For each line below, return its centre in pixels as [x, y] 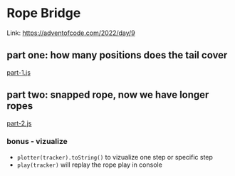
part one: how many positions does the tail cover [117, 55]
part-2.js [19, 123]
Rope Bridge [44, 13]
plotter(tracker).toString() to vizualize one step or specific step [115, 157]
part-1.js [19, 72]
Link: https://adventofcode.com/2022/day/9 [71, 33]
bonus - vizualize [37, 142]
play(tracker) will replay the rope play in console [90, 165]
